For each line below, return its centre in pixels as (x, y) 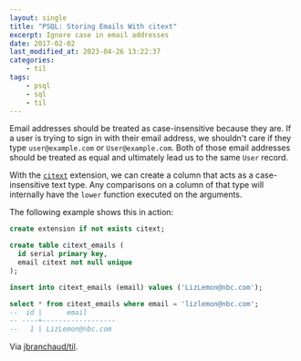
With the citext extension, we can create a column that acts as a (131, 175)
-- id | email (49, 312)
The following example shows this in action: (92, 212)
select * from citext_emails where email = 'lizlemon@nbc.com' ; (134, 304)
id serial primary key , (62, 254)
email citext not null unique (75, 263)
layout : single (38, 18)
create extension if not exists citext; (88, 229)
